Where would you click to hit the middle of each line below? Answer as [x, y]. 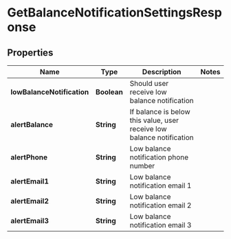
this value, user [154, 120]
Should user [149, 83]
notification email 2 [161, 205]
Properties [30, 53]
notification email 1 [161, 185]
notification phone [159, 157]
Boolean [109, 92]
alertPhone [29, 157]
